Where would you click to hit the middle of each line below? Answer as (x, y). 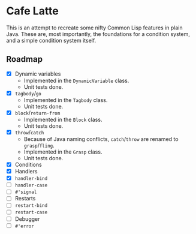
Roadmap (25, 59)
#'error (24, 226)
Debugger (27, 219)
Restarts (25, 199)
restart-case (31, 212)
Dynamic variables (38, 74)
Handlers (26, 172)
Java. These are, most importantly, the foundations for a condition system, (98, 34)
